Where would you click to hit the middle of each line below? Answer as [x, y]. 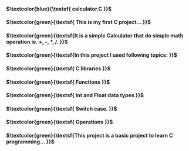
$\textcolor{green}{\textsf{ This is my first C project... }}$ [79, 22]
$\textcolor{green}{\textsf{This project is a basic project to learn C [90, 135]
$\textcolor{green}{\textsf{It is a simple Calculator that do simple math [95, 35]
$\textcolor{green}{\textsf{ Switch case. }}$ [62, 108]
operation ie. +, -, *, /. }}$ [37, 42]
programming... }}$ [30, 142]
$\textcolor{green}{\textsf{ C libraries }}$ [58, 68]
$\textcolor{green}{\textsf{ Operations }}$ [60, 122]
